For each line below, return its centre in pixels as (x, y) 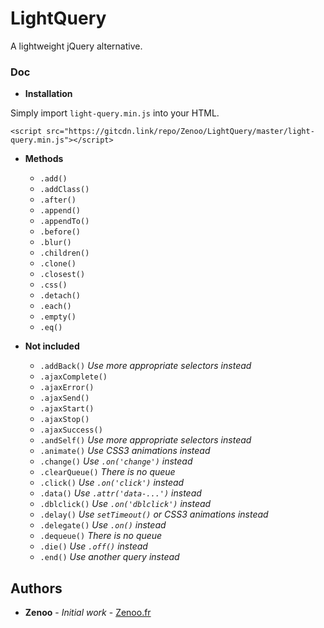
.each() (55, 307)
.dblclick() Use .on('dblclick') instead (125, 504)
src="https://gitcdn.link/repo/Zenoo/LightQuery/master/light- (180, 132)
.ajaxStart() (67, 409)
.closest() (62, 275)
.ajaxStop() (64, 420)
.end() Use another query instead (109, 557)
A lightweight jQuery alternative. (76, 46)
